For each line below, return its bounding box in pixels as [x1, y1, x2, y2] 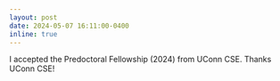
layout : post [9, 12, 58, 22]
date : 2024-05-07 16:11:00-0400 [9, 21, 129, 30]
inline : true [9, 29, 58, 38]
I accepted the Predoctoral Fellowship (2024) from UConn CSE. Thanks [9, 54, 272, 65]
